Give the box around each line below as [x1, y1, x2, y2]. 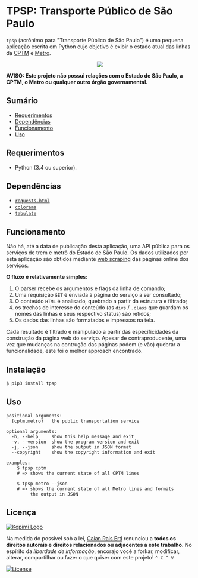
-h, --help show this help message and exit [11, 433, 134, 439]
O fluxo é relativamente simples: [6, 273, 88, 281]
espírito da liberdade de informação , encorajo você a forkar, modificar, [6, 548, 180, 555]
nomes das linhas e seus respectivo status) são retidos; [14, 310, 152, 318]
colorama [14, 204, 37, 210]
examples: [6, 460, 31, 466]
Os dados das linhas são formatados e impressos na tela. [14, 316, 155, 324]
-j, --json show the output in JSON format [11, 444, 132, 450]
